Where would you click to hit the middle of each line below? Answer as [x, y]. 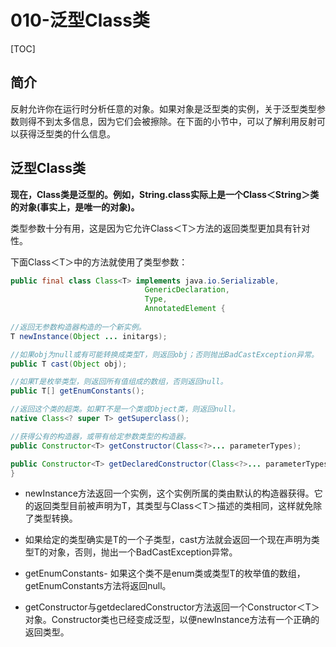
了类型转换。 [51, 518]
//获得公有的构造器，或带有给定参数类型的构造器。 [100, 436]
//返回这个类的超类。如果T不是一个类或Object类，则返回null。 [125, 409]
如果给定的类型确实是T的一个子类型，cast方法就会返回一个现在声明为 [168, 540]
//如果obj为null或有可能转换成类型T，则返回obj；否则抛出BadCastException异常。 [164, 354]
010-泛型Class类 [80, 20]
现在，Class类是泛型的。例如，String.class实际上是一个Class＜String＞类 [165, 194]
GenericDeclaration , [187, 290]
